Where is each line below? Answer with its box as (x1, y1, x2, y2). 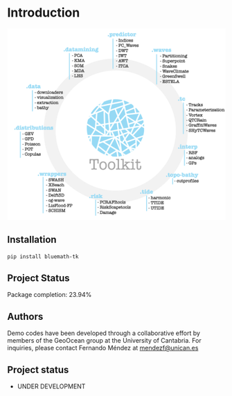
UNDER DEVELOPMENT (17, 382, 86, 390)
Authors (7, 310, 44, 323)
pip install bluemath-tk (7, 253, 79, 260)
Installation (7, 234, 57, 246)
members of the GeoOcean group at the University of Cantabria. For (7, 336, 202, 345)
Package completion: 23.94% (7, 291, 92, 299)
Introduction (7, 5, 80, 21)
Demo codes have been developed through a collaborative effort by (7, 329, 201, 337)
